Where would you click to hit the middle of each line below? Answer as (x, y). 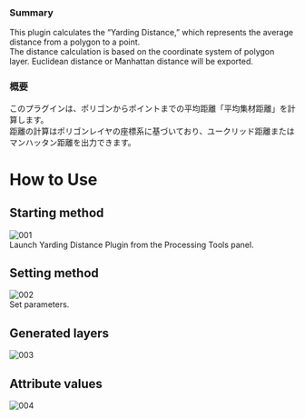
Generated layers (59, 333)
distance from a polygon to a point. (75, 42)
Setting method (54, 273)
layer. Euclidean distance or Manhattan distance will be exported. (132, 62)
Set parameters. (39, 304)
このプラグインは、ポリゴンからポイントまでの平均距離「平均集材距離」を (148, 108)
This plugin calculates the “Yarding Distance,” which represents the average (151, 33)
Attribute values (56, 384)
